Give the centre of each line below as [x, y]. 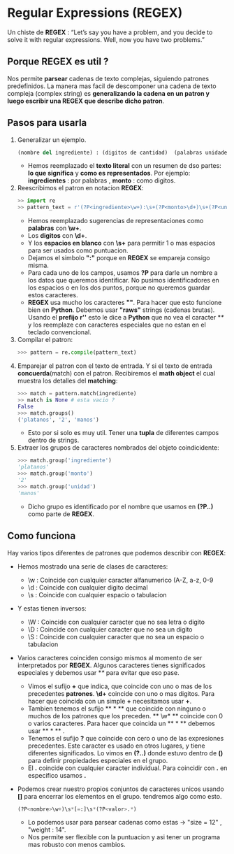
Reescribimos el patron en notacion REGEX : [80, 188]
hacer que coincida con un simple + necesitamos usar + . [110, 701]
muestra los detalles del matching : [67, 381]
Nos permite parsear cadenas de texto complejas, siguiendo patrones [108, 78]
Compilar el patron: [45, 340]
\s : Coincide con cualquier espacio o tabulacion [97, 595]
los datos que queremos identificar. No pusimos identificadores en [124, 280]
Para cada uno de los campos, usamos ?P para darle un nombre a [123, 273]
